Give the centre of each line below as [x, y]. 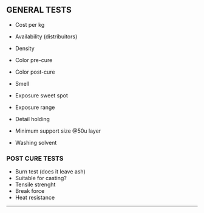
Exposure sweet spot [41, 95]
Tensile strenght [35, 184]
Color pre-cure [34, 60]
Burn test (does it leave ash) [50, 172]
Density [25, 48]
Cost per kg [30, 24]
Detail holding [32, 119]
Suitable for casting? [41, 178]
